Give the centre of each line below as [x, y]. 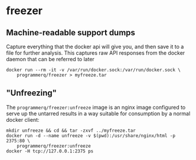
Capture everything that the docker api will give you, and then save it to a [95, 46]
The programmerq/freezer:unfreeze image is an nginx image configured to [96, 107]
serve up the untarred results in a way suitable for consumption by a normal [98, 114]
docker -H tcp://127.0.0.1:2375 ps [50, 151]
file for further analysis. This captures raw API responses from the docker [96, 53]
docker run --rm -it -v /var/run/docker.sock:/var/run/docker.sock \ [94, 70]
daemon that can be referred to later [50, 59]
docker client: [23, 119]
